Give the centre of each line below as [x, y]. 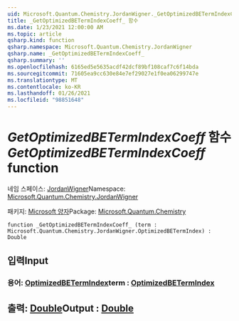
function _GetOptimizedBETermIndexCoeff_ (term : [83, 225]
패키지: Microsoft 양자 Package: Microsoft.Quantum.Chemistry [97, 211]
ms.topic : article [34, 34]
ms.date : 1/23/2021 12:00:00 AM [55, 27]
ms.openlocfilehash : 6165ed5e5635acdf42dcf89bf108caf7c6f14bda [103, 67]
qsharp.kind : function [41, 41]
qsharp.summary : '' [36, 60]
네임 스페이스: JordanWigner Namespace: [67, 189]
